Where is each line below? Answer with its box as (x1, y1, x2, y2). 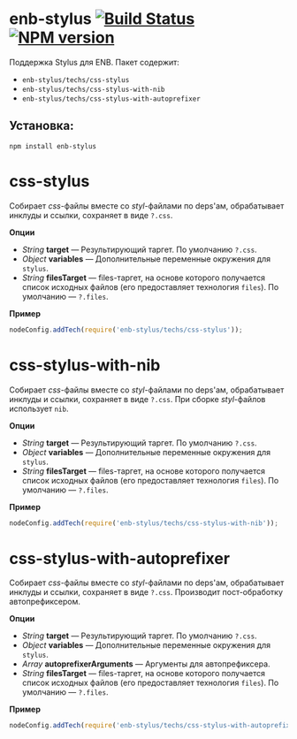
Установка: (9, 118, 74, 133)
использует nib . (9, 403, 69, 414)
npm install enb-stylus (9, 141, 97, 150)
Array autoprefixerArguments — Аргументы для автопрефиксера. (21, 659, 271, 669)
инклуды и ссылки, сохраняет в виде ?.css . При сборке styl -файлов (9, 393, 266, 404)
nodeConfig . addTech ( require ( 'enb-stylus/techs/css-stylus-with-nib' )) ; (9, 518, 278, 528)
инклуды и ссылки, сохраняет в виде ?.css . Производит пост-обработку (9, 587, 284, 598)
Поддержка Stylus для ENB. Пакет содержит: (9, 57, 179, 67)
